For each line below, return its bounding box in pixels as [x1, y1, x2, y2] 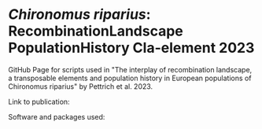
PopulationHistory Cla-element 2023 [8, 39, 255, 57]
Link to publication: [8, 97, 70, 106]
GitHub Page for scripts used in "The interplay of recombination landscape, [8, 64, 253, 74]
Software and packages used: [8, 112, 105, 121]
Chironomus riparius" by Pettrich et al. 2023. [8, 81, 153, 91]
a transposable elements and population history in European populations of [8, 73, 252, 83]
